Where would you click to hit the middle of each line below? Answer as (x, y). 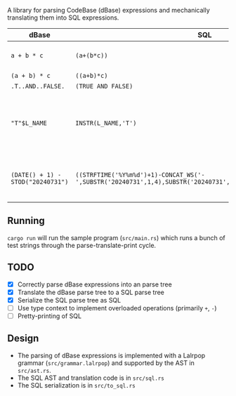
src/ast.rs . (34, 370)
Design (23, 339)
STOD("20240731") (40, 182)
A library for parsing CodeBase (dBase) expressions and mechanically (109, 10)
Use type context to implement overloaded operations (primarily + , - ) (117, 308)
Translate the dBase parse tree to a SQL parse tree (91, 292)
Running (26, 221)
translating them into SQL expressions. (63, 18)
